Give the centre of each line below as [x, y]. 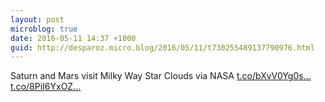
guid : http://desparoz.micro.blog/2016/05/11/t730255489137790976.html [162, 47]
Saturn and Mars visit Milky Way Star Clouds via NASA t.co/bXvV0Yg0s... [161, 76]
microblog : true [44, 29]
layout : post [37, 19]
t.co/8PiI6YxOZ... [46, 87]
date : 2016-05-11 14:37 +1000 [73, 38]
